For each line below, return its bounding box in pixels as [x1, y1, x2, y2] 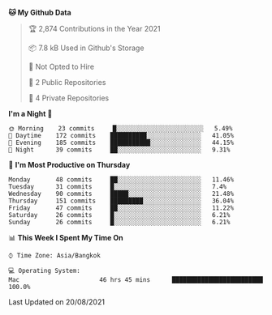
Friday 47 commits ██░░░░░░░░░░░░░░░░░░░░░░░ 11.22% [8, 204, 234, 212]
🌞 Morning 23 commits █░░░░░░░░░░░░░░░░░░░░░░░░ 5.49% [8, 125, 233, 133]
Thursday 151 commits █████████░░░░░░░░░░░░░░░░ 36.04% [8, 197, 234, 205]
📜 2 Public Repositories [28, 78, 106, 87]
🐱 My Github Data [8, 8, 71, 17]
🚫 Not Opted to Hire [28, 62, 95, 71]
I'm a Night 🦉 [8, 109, 53, 118]
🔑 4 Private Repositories [28, 93, 110, 103]
